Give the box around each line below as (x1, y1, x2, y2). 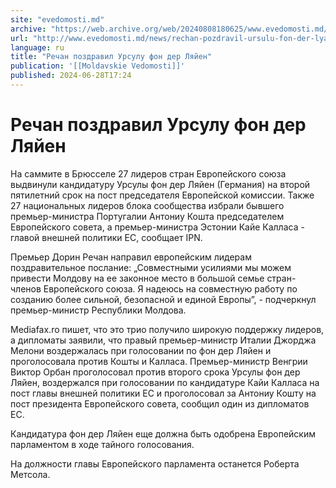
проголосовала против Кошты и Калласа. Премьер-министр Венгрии (10, 355, 308, 367)
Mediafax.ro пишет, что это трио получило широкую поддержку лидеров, (10, 323, 325, 335)
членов (10, 282, 42, 295)
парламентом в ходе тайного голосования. (10, 438, 195, 450)
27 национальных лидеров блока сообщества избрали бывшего (10, 199, 285, 211)
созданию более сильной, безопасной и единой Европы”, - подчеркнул (10, 293, 317, 305)
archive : (10, 24, 47, 34)
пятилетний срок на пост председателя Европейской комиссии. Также (10, 189, 315, 201)
